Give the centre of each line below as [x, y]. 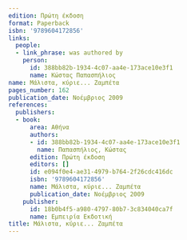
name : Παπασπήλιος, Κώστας [82, 150]
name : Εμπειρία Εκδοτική [71, 217]
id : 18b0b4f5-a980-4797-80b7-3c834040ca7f [101, 209]
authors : [44, 134]
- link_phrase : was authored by [70, 53]
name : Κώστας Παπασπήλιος [72, 75]
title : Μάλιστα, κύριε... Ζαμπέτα [66, 224]
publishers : [36, 113]
